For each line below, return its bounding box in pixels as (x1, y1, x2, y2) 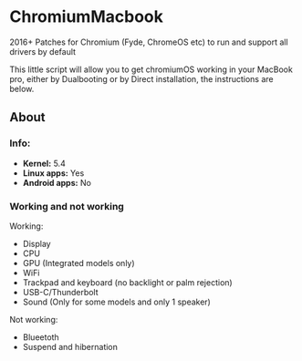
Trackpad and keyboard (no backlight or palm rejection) (22, 276, 233, 288)
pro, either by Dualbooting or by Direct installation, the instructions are (9, 73, 274, 84)
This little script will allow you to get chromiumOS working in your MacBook (9, 64, 294, 75)
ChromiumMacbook (9, 6, 164, 27)
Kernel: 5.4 (22, 158, 66, 169)
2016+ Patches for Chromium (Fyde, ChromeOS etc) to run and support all (9, 36, 289, 47)
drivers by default (9, 46, 76, 57)
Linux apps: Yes (22, 167, 85, 179)
